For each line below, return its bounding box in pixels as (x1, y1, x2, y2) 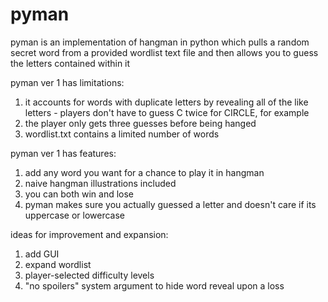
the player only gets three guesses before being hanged (24, 117, 257, 129)
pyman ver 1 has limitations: (10, 76, 125, 88)
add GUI (24, 248, 60, 260)
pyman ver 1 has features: (10, 147, 117, 159)
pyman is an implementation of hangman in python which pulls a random (10, 36, 310, 48)
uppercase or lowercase (24, 209, 125, 221)
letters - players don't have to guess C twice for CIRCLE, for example (24, 106, 310, 118)
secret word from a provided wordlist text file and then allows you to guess (10, 46, 319, 58)
